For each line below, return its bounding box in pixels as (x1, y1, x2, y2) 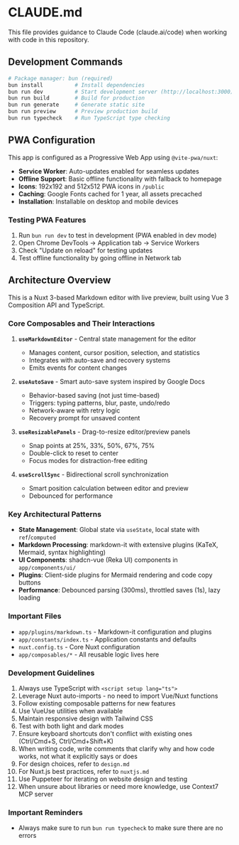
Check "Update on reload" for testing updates (18, 246, 153, 255)
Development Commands (8, 56, 123, 68)
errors (18, 831, 37, 840)
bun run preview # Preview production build (8, 108, 158, 115)
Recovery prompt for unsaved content (28, 414, 140, 422)
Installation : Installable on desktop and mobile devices (18, 197, 179, 206)
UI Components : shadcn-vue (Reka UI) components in (18, 556, 178, 564)
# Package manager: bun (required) (8, 75, 113, 82)
